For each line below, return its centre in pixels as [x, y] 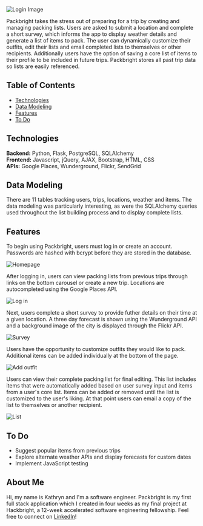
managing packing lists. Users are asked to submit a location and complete [100, 28]
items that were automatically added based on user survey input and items [99, 386]
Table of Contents [41, 85]
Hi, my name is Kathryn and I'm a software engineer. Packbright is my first [99, 497]
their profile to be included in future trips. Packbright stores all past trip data [101, 60]
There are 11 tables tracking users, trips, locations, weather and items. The [99, 200]
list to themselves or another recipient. [54, 405]
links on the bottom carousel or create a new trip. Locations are [85, 283]
